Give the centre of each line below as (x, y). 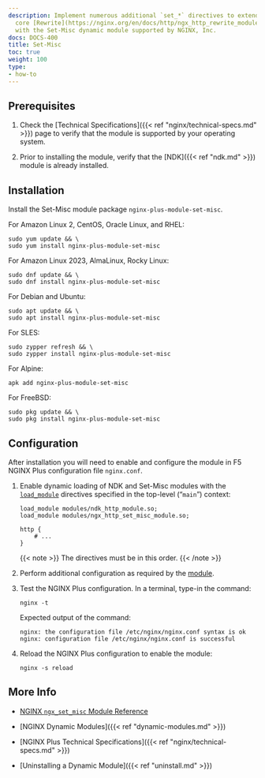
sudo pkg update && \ (44, 412)
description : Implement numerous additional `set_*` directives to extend (134, 15)
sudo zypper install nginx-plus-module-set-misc (90, 354)
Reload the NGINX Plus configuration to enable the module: (116, 654)
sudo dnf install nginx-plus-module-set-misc (84, 282)
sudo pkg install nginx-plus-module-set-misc (84, 419)
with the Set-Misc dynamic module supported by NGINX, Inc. (116, 30)
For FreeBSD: (30, 398)
